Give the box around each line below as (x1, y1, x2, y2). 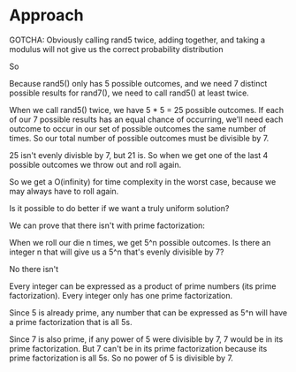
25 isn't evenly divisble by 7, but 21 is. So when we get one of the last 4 (9, 149, 269, 160)
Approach (9, 5, 84, 26)
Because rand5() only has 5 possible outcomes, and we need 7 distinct (9, 78, 268, 88)
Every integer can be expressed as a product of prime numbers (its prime (9, 280, 277, 292)
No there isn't (9, 263, 59, 274)
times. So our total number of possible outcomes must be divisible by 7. (9, 133, 269, 143)
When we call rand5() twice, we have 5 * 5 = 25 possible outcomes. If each (9, 104, 285, 115)
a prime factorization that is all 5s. (9, 316, 133, 327)
